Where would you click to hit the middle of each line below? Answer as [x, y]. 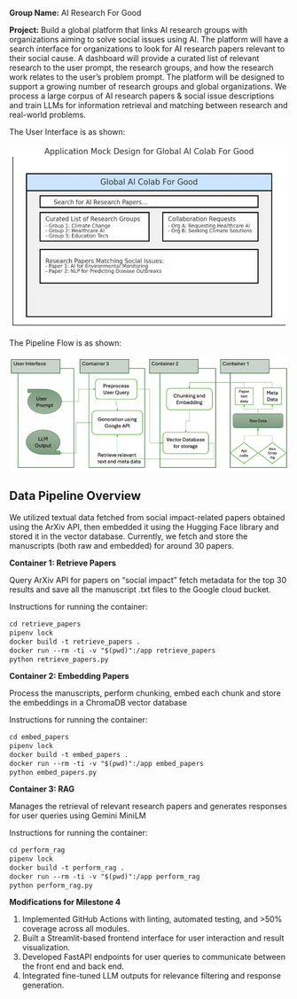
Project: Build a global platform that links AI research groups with [129, 30]
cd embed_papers [39, 737]
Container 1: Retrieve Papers [63, 563]
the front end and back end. [73, 966]
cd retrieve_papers [45, 624]
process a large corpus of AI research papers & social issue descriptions [142, 96]
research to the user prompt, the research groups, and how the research [141, 67]
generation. [43, 985]
